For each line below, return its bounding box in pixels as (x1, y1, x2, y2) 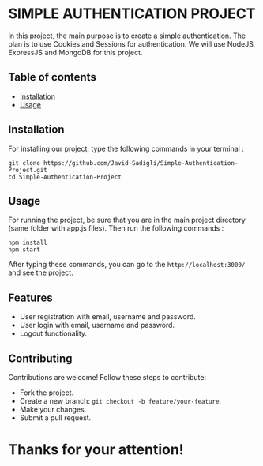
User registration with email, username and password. (19, 312, 196, 321)
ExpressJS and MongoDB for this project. (8, 47, 143, 57)
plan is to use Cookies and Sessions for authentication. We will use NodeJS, (8, 39, 256, 48)
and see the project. (8, 268, 73, 277)
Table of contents (8, 70, 96, 84)
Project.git (8, 166, 47, 174)
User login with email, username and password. (19, 321, 175, 330)
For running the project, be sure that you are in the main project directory (8, 215, 246, 225)
